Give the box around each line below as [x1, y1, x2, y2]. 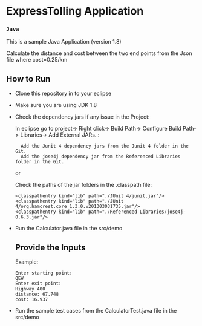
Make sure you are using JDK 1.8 [15, 102, 97, 109]
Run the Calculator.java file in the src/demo [15, 225, 123, 232]
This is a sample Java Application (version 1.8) [6, 38, 122, 45]
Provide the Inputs [15, 242, 86, 252]
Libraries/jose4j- [140, 209, 186, 215]
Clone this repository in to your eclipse [15, 90, 112, 97]
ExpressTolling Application [6, 4, 144, 18]
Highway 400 [15, 286, 45, 292]
